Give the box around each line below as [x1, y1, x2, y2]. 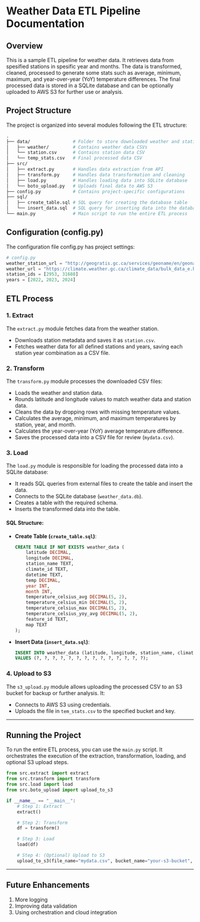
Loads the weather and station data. [14, 390, 104, 397]
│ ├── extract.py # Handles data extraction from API [6, 166, 164, 173]
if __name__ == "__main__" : [6, 798, 76, 804]
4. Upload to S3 [6, 669, 52, 678]
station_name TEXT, [26, 560, 74, 567]
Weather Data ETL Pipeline [6, 4, 141, 18]
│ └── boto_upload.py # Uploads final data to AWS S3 [6, 183, 153, 189]
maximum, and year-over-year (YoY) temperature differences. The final [6, 76, 180, 82]
